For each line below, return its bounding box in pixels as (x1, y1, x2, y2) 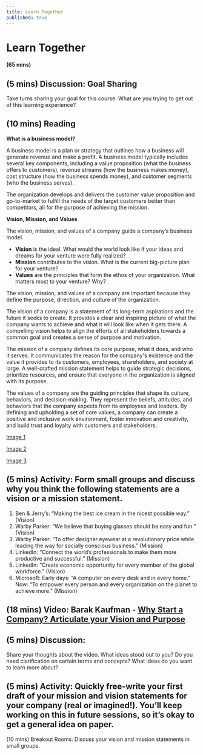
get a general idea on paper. (6, 719, 114, 729)
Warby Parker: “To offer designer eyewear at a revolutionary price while (15, 535, 195, 542)
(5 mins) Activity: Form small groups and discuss (6, 474, 195, 485)
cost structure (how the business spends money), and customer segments (6, 173, 192, 180)
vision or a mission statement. (6, 493, 123, 504)
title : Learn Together (6, 9, 64, 15)
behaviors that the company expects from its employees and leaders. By (6, 402, 187, 409)
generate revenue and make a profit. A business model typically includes (6, 153, 188, 160)
